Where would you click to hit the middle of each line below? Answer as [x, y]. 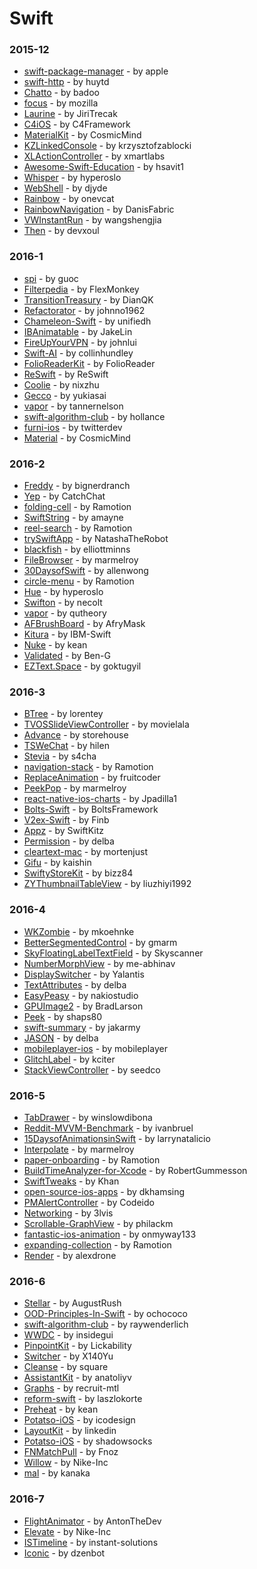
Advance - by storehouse [76, 735]
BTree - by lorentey [63, 714]
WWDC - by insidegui [68, 1335]
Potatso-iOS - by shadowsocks [88, 1441]
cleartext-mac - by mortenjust [86, 852]
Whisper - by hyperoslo [72, 178]
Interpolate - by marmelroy [79, 1149]
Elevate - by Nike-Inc [67, 1531]
